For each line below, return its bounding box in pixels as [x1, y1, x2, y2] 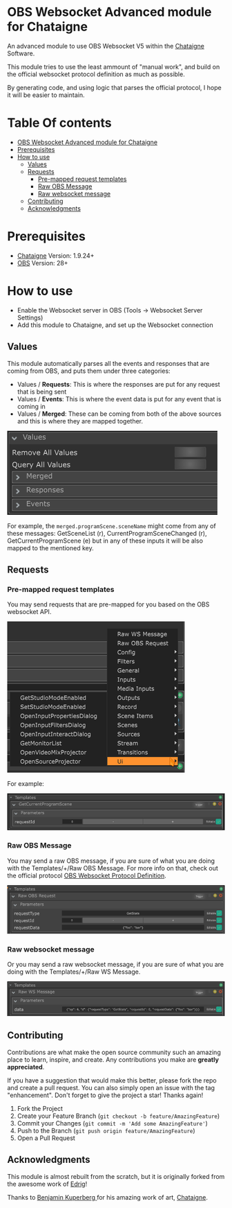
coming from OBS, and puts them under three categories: [7, 367, 171, 375]
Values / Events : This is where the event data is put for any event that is [17, 394, 222, 403]
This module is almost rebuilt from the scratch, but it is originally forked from [7, 1172, 225, 1180]
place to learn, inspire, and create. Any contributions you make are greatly [7, 1055, 220, 1064]
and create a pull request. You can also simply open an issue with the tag [7, 1083, 215, 1092]
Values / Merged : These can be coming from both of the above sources [17, 410, 222, 418]
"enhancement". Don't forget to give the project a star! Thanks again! [7, 1091, 204, 1099]
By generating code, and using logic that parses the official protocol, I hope [7, 83, 222, 91]
